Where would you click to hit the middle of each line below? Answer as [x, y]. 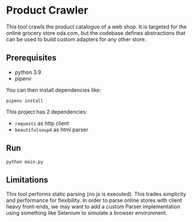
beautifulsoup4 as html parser [51, 129]
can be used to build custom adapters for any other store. [76, 39]
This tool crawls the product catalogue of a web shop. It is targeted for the [97, 27]
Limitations [27, 180]
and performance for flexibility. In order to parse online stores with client [94, 200]
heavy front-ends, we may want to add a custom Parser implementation [93, 207]
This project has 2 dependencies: [47, 112]
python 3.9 [28, 72]
